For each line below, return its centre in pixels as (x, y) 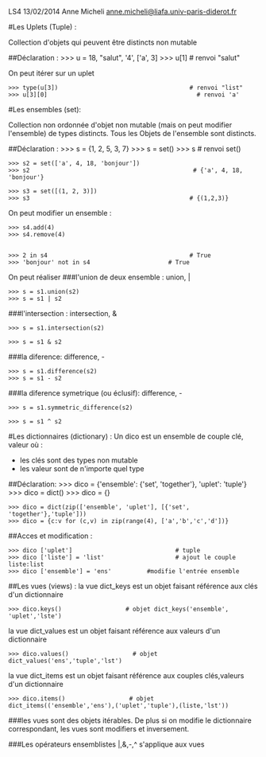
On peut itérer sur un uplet (52, 73)
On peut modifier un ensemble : (60, 213)
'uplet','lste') (35, 616)
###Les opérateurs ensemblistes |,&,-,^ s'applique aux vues (106, 744)
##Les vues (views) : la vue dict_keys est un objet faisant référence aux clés (133, 586)
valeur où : (26, 445)
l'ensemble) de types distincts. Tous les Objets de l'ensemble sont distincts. (132, 133)
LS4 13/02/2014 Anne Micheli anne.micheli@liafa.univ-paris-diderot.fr (122, 12)
